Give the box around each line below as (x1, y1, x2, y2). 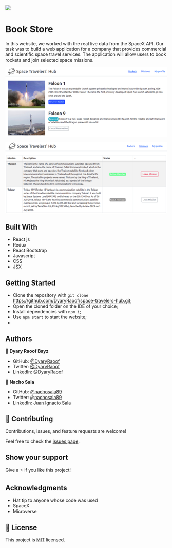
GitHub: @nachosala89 (12, 388, 62, 395)
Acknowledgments (5, 483, 68, 493)
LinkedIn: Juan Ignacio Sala (12, 400, 71, 406)
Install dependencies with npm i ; (12, 309, 81, 315)
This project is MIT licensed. (5, 537, 65, 543)
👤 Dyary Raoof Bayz (5, 348, 49, 354)
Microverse (12, 508, 37, 515)
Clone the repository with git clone (12, 292, 89, 298)
